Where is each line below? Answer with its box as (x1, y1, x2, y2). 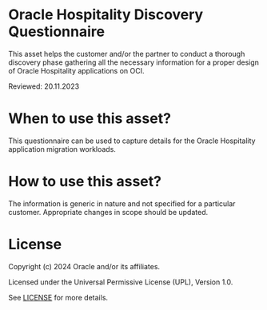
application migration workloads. (8, 144, 116, 153)
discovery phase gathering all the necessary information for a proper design (8, 58, 260, 67)
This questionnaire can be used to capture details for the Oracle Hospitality (8, 136, 256, 145)
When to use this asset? (8, 109, 172, 128)
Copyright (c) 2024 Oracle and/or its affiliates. (8, 261, 161, 271)
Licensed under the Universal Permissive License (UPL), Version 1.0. (8, 277, 233, 287)
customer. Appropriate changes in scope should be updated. (8, 207, 209, 217)
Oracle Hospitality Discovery (8, 6, 204, 24)
